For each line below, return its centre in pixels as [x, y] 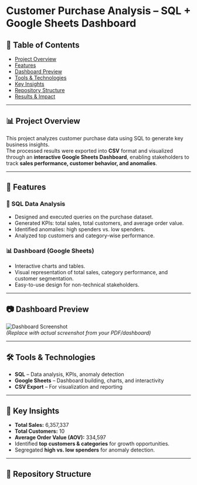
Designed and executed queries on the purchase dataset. [84, 217]
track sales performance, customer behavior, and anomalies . [81, 163]
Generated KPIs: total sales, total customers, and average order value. [99, 223]
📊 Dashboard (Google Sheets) [50, 251]
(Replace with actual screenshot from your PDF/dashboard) [79, 332]
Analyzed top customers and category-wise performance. [85, 235]
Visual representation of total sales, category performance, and [91, 272]
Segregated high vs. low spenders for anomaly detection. [85, 450]
